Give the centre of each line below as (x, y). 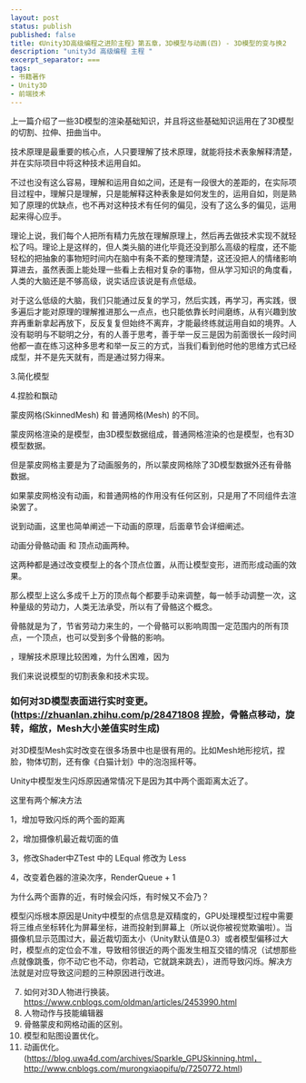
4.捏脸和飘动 (34, 395)
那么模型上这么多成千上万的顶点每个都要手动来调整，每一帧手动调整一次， (149, 595)
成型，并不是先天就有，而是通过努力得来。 (90, 357)
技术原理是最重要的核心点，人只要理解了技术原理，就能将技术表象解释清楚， (153, 152)
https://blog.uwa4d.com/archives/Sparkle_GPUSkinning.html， (144, 1058)
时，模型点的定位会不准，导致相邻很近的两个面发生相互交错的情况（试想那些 (153, 950)
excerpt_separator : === (55, 60)
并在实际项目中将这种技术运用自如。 (78, 162)
